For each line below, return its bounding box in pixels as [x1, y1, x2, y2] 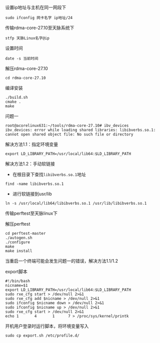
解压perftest [5, 221, 31, 227]
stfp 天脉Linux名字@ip [5, 36, 50, 41]
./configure [5, 240, 30, 245]
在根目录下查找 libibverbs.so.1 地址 [12, 171, 86, 177]
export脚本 [5, 269, 28, 274]
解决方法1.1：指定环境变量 [5, 141, 59, 147]
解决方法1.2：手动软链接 [5, 161, 55, 166]
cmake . [5, 99, 22, 104]
